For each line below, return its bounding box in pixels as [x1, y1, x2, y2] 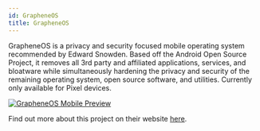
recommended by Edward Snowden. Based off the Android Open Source [8, 49, 247, 59]
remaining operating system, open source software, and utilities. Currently [8, 75, 253, 84]
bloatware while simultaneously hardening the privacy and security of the [8, 66, 250, 75]
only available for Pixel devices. [8, 83, 112, 92]
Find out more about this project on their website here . [8, 114, 187, 123]
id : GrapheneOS [8, 11, 59, 20]
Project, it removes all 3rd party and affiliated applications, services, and [8, 57, 246, 67]
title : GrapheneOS [8, 19, 69, 27]
